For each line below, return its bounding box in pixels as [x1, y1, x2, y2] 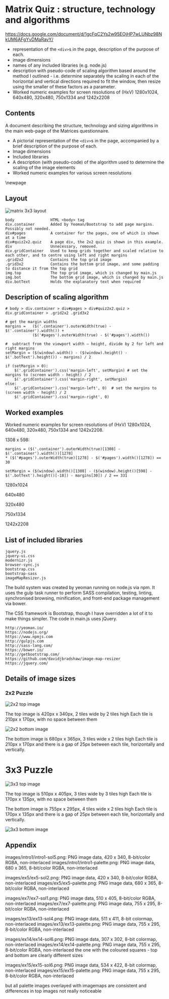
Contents [5, 109, 35, 118]
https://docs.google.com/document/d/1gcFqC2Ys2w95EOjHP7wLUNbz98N [5, 31, 162, 37]
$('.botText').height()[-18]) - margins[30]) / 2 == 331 [5, 473, 128, 478]
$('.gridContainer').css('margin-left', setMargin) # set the [14, 368, 148, 373]
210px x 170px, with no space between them [5, 716, 97, 722]
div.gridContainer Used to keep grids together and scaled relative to [5, 248, 164, 253]
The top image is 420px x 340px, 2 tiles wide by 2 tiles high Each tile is [5, 711, 153, 717]
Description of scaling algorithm [5, 293, 109, 301]
